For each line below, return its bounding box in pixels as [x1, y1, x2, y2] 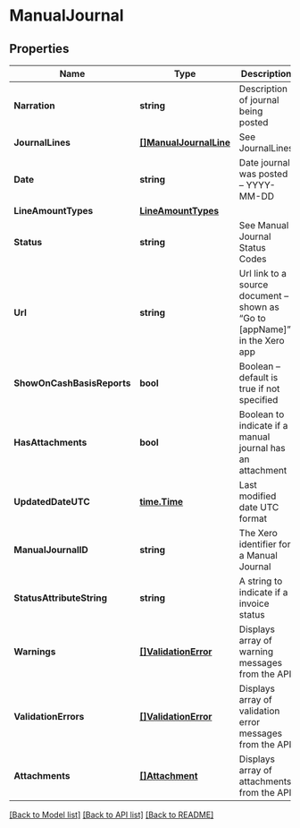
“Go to [238, 312, 266, 324]
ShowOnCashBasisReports [13, 377, 131, 389]
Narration [13, 99, 55, 112]
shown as [238, 301, 279, 313]
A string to [238, 575, 283, 587]
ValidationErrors [13, 711, 85, 722]
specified [238, 394, 279, 405]
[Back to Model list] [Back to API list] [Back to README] [9, 809, 214, 820]
